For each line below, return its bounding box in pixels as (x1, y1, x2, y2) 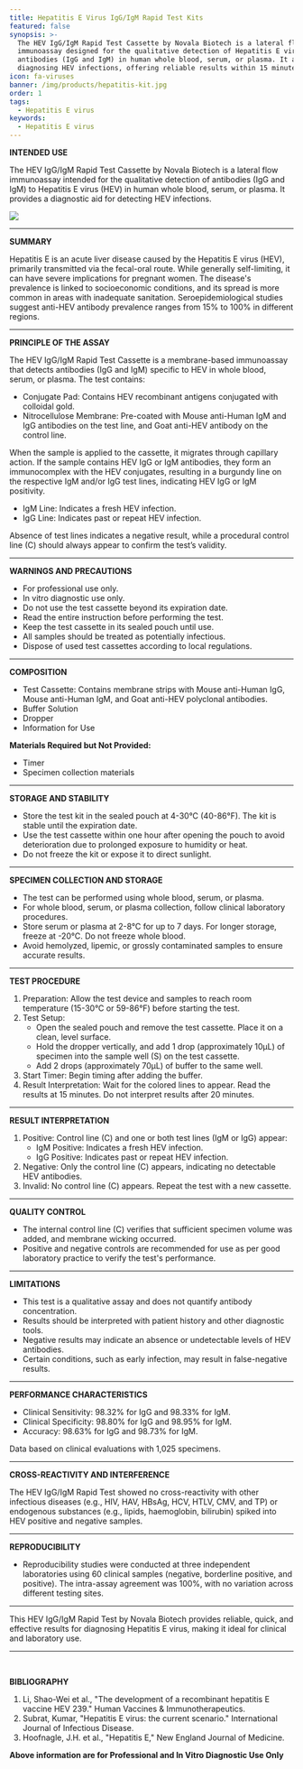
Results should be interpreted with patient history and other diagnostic (22, 1315, 285, 1326)
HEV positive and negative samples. (9, 1515, 143, 1526)
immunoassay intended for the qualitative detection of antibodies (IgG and (9, 174, 286, 185)
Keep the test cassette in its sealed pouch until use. (22, 622, 215, 632)
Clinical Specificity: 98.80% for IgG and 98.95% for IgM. (22, 1416, 233, 1427)
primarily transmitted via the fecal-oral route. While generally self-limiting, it (9, 264, 290, 273)
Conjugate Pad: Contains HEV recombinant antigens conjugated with (22, 392, 279, 402)
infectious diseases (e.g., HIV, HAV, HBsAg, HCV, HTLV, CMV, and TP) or (9, 1496, 278, 1507)
